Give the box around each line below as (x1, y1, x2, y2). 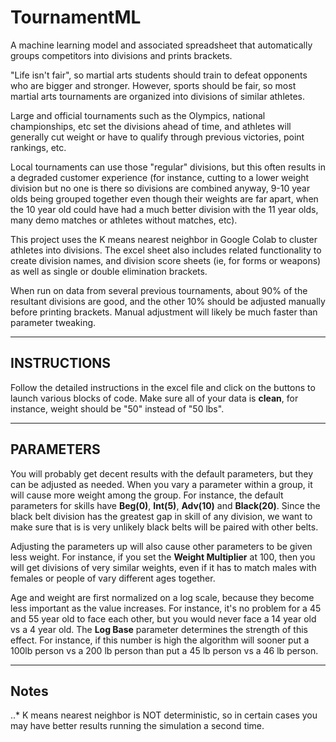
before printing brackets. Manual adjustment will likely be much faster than (10, 306, 318, 318)
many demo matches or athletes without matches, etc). (10, 214, 238, 226)
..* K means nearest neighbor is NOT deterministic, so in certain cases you (10, 709, 318, 721)
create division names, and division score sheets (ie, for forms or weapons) (10, 254, 322, 266)
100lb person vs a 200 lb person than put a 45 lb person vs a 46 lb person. (10, 644, 319, 656)
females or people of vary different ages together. (10, 572, 216, 584)
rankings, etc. (10, 141, 67, 153)
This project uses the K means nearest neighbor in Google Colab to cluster (10, 233, 318, 245)
